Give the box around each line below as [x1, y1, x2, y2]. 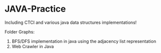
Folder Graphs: [4, 29, 35, 35]
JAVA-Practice [4, 3, 66, 15]
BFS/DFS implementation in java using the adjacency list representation [11, 38, 157, 44]
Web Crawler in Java [11, 43, 54, 49]
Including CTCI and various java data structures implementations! [4, 19, 137, 25]
